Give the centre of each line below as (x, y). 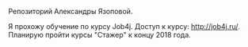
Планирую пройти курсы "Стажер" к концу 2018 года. (100, 35)
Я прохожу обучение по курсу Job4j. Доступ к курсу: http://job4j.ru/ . (124, 26)
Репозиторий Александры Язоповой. (71, 11)
